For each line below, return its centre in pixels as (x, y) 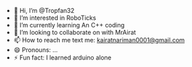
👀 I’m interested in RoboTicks (55, 18)
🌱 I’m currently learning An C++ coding (69, 25)
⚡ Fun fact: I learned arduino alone (62, 57)
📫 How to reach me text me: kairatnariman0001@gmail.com (99, 40)
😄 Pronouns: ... (36, 50)
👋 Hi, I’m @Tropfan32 (44, 11)
